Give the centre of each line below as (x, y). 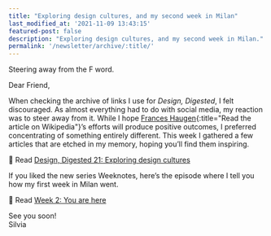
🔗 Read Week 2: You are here (57, 200)
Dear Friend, (29, 85)
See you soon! (33, 216)
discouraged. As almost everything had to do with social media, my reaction (135, 110)
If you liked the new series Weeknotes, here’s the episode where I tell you (131, 176)
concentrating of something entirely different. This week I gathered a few (131, 136)
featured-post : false (45, 31)
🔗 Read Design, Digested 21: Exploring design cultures (100, 160)
